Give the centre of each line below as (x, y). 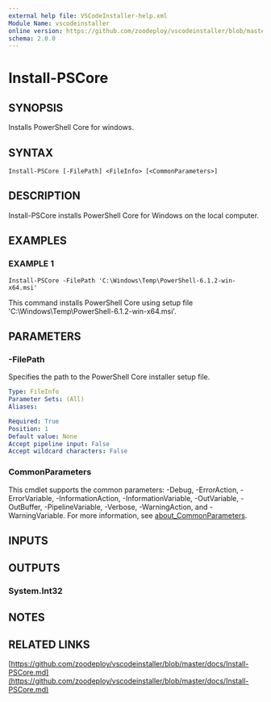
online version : (35, 31)
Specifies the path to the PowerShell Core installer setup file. (109, 377)
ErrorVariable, (31, 498)
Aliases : (23, 407)
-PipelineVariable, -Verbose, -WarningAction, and (126, 507)
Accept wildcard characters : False (68, 451)
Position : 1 (28, 428)
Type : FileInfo (34, 392)
